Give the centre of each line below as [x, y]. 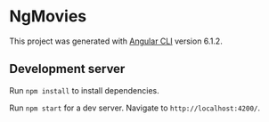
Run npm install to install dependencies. [84, 90]
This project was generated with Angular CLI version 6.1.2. [116, 41]
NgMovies [48, 16]
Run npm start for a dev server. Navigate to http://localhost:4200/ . [135, 108]
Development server [67, 69]
